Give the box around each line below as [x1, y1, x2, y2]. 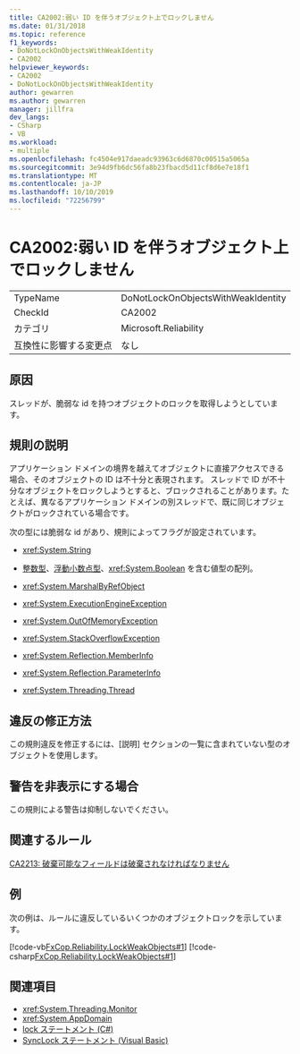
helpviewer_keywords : [9, 64, 90, 72]
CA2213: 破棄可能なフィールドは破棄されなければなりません [9, 858, 230, 869]
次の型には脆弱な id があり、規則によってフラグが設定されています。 [9, 527, 262, 538]
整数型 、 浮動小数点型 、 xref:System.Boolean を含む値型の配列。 [21, 563, 258, 574]
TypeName [13, 292, 60, 304]
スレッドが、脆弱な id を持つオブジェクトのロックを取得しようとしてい [9, 397, 271, 408]
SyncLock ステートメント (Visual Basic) [21, 1034, 169, 1045]
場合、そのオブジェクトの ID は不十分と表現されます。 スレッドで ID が [9, 474, 271, 485]
